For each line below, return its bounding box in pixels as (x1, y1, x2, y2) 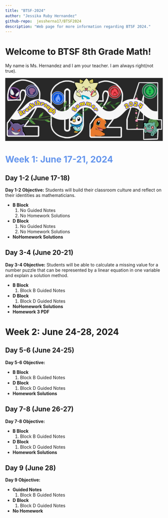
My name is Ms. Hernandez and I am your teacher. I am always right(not (5, 63, 153, 69)
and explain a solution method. (5, 272, 68, 278)
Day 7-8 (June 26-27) (5, 405, 74, 413)
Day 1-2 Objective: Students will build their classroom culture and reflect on (5, 187, 161, 193)
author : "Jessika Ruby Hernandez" (5, 13, 77, 19)
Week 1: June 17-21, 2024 (5, 154, 113, 165)
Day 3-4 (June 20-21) (5, 248, 73, 257)
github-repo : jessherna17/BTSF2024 (5, 19, 81, 24)
